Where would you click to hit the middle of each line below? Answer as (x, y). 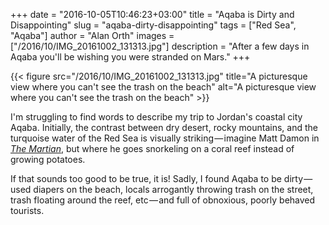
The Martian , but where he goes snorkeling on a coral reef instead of (152, 148)
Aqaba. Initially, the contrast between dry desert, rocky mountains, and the (164, 127)
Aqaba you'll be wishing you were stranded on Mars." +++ (130, 57)
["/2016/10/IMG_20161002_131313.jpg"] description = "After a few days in (160, 46)
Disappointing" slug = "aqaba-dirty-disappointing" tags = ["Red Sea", (153, 25)
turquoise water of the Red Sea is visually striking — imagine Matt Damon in (165, 138)
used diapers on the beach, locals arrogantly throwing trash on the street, (162, 189)
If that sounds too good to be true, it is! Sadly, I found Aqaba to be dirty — (161, 178)
